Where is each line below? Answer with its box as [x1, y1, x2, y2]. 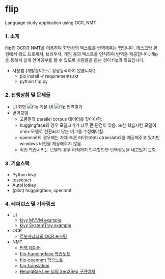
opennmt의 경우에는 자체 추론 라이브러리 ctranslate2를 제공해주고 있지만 [19, 134, 160, 140]
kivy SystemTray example [19, 223, 72, 228]
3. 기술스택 [5, 160, 30, 167]
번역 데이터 [19, 245, 41, 251]
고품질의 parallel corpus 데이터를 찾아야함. [19, 116, 103, 122]
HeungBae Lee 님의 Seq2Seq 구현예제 [19, 269, 96, 275]
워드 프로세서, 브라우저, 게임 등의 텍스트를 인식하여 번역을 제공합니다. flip [18, 51, 158, 57]
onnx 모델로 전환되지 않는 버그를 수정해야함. [19, 128, 105, 134]
